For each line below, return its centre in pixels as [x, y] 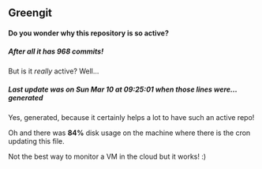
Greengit [30, 13]
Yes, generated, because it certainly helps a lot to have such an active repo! [131, 117]
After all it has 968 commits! [56, 51]
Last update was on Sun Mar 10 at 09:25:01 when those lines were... [123, 89]
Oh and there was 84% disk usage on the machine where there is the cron [129, 133]
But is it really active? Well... [54, 71]
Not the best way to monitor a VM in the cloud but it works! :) [107, 156]
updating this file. [36, 141]
